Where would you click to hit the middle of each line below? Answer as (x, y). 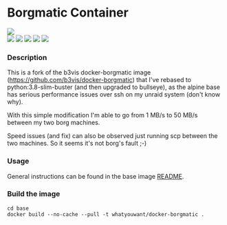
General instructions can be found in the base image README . (96, 176)
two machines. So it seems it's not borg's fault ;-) (77, 144)
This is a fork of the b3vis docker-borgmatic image (79, 72)
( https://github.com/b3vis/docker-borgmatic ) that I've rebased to (99, 80)
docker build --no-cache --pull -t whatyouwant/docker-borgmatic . (106, 214)
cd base (18, 208)
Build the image (34, 194)
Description (27, 57)
